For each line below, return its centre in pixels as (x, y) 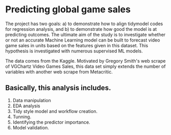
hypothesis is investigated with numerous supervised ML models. (74, 51)
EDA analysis (26, 106)
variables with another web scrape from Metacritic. (59, 72)
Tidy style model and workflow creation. (55, 111)
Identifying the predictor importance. (51, 122)
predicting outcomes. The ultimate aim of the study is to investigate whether (86, 34)
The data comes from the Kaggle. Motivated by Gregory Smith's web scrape (86, 61)
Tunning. (22, 117)
